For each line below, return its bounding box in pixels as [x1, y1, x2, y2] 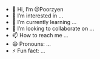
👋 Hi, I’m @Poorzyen [12, 6, 64, 13]
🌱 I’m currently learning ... [12, 19, 77, 25]
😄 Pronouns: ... [12, 40, 52, 48]
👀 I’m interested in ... [12, 12, 64, 19]
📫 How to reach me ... [12, 32, 68, 39]
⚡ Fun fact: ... [12, 47, 45, 54]
